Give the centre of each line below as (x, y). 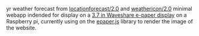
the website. (22, 28)
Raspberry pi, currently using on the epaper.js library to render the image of (100, 21)
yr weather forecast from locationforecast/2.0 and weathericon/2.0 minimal (99, 9)
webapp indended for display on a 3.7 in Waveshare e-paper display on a (97, 15)
